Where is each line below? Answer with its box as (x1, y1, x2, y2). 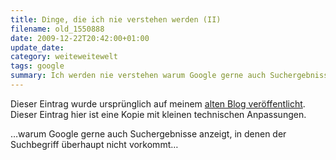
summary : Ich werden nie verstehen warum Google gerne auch (10, 71, 267, 81)
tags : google (10, 61, 65, 71)
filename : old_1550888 (10, 24, 105, 34)
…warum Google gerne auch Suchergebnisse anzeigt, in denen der (10, 127, 287, 140)
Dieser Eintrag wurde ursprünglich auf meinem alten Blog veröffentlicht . (10, 97, 306, 110)
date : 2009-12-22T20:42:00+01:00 (10, 33, 150, 43)
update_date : (10, 42, 65, 53)
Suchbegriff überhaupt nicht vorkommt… (10, 138, 179, 150)
